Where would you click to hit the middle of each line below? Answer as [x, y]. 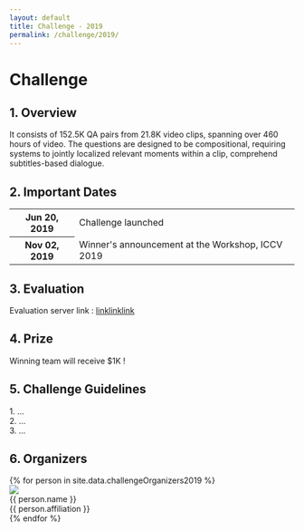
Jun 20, [42, 217]
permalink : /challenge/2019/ [64, 34]
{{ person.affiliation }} [50, 509]
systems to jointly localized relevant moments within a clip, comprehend [143, 154]
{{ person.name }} [43, 499]
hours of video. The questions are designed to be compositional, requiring [148, 144]
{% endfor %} [35, 518]
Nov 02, [42, 246]
